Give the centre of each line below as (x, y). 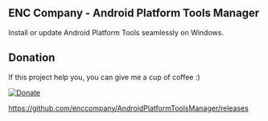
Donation (32, 58)
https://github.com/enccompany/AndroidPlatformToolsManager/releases (129, 108)
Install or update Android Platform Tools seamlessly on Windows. (116, 32)
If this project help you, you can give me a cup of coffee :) (104, 77)
